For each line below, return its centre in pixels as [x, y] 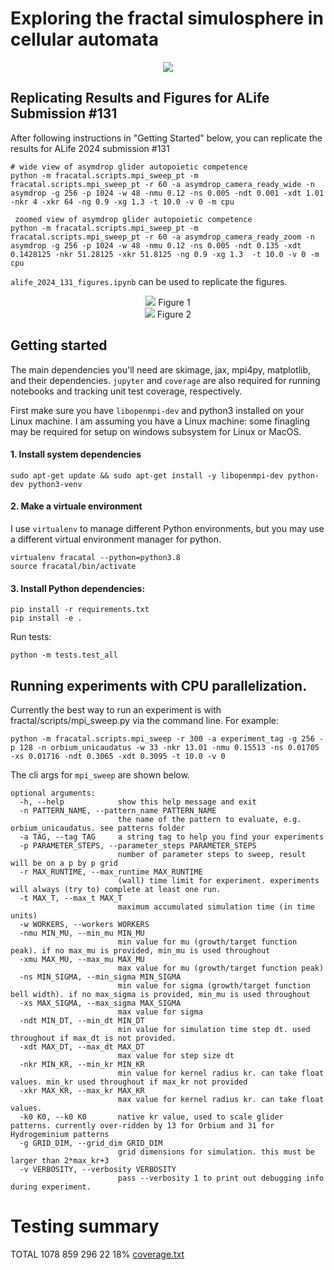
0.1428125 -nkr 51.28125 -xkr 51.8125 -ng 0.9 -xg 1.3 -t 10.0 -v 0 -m [165, 254]
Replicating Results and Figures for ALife [140, 98]
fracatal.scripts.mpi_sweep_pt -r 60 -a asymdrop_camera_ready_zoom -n [162, 237]
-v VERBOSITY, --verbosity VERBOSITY [98, 1169]
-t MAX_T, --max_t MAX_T [71, 898]
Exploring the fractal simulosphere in [167, 18]
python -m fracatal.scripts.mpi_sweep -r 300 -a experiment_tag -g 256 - [167, 738]
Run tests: [31, 637]
